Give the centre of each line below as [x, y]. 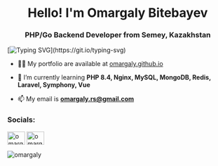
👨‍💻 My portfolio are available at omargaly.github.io [90, 64]
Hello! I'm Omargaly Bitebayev [118, 13]
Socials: [21, 120]
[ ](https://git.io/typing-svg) [67, 50]
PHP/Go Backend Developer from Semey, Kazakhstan [118, 35]
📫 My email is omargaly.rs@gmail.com [76, 99]
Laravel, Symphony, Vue [54, 85]
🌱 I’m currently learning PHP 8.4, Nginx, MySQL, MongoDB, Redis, [114, 77]
